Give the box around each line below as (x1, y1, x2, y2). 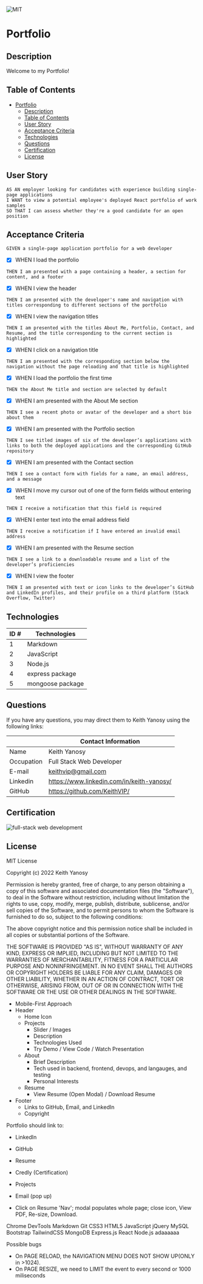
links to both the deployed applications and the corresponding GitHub (6, 443, 191, 449)
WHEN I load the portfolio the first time (15, 374, 112, 381)
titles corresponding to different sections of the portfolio (6, 302, 167, 308)
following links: (6, 722, 44, 730)
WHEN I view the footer (15, 572, 74, 580)
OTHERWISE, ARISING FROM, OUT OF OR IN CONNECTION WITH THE (6, 982, 184, 989)
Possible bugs (6, 1241, 42, 1248)
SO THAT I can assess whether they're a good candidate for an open (6, 207, 184, 214)
